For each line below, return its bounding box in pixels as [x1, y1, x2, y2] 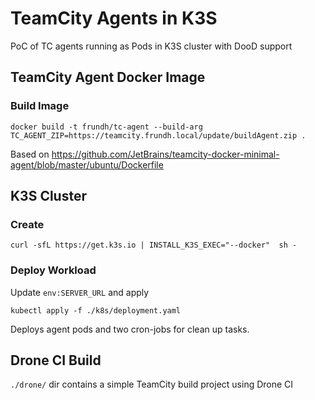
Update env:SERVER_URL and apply [10, 286, 150, 298]
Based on [10, 148, 50, 160]
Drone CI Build [10, 352, 102, 369]
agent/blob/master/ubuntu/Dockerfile [10, 158, 164, 171]
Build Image [10, 99, 70, 113]
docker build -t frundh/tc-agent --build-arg [10, 122, 203, 132]
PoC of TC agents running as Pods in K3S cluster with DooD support [10, 40, 293, 52]
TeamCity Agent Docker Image [10, 69, 206, 86]
